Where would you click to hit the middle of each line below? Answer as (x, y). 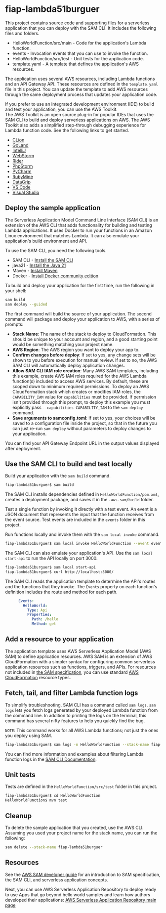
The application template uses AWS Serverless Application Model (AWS (78, 651)
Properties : (39, 615)
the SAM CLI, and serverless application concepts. (57, 880)
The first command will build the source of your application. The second (79, 314)
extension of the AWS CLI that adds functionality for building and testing (79, 225)
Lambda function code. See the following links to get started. (67, 130)
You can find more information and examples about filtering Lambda (75, 754)
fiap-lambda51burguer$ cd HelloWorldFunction (53, 796)
